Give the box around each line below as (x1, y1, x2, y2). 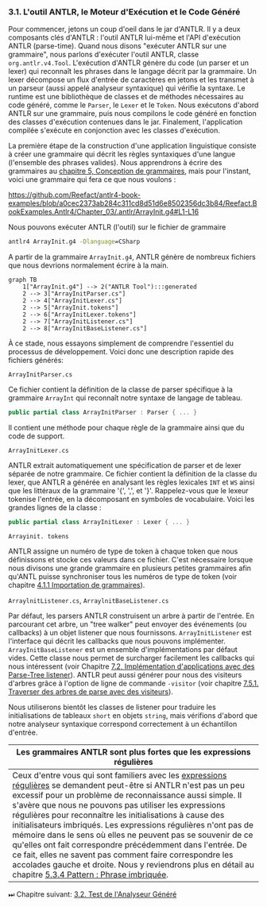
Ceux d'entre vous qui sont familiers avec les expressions (12, 770, 227, 781)
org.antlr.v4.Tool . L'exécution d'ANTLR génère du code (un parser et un (8, 58, 249, 68)
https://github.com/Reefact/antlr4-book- (8, 190, 141, 200)
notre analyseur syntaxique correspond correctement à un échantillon (8, 719, 238, 728)
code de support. (8, 431, 65, 441)
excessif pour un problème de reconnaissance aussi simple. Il (12, 789, 242, 801)
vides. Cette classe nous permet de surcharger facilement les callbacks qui (8, 653, 255, 662)
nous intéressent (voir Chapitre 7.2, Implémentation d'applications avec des (8, 662, 255, 671)
